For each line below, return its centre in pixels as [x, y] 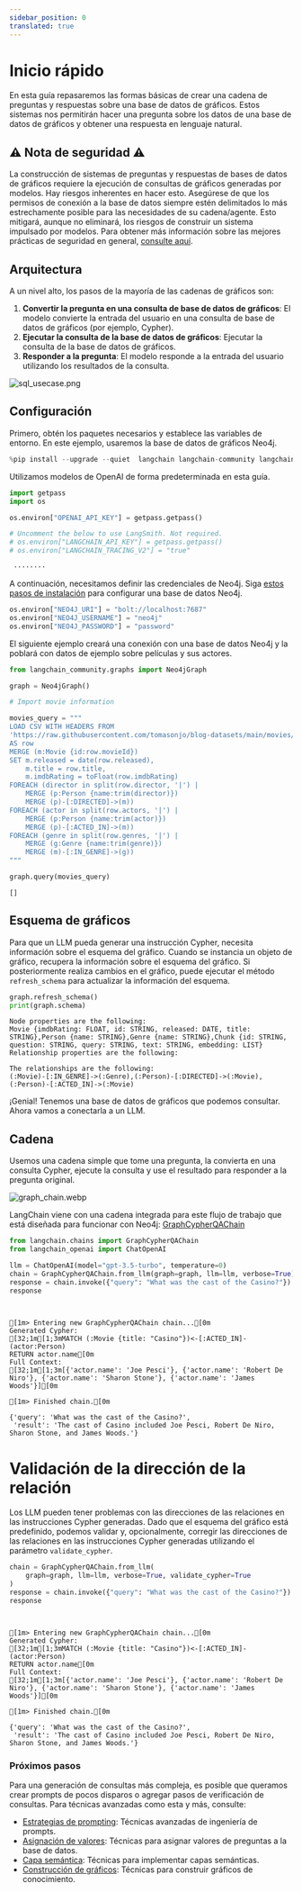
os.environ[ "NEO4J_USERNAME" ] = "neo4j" [86, 617]
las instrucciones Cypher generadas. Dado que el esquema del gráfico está [149, 1522]
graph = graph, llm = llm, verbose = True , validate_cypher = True [138, 1576]
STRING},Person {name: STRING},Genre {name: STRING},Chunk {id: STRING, [148, 1037]
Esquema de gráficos [70, 920]
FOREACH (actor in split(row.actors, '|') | [94, 810]
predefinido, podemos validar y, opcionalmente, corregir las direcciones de [148, 1532]
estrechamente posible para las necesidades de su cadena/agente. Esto [143, 212]
